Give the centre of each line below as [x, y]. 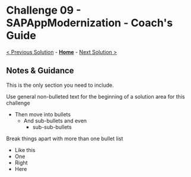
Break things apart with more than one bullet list [65, 138]
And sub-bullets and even [55, 121]
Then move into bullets [43, 114]
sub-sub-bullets [52, 127]
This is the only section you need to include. [60, 85]
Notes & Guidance [40, 71]
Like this [25, 150]
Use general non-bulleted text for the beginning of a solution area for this [95, 96]
